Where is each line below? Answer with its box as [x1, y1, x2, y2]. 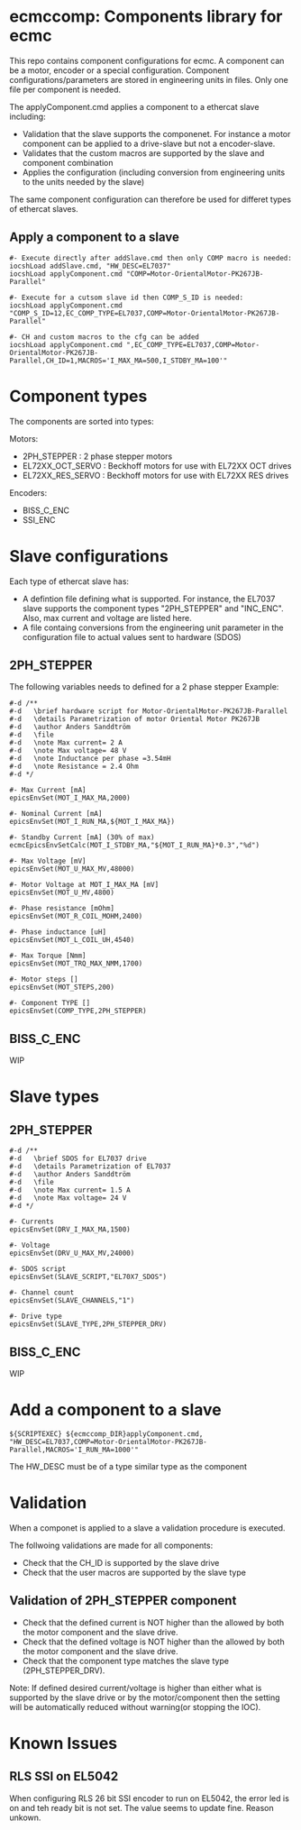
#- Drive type [9, 1312, 63, 1322]
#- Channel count [9, 1288, 75, 1297]
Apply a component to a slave [9, 230, 180, 245]
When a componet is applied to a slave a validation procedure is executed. [9, 1522, 286, 1533]
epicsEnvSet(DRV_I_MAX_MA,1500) [9, 1225, 131, 1234]
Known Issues [9, 1733, 118, 1753]
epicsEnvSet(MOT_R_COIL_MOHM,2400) [9, 912, 143, 921]
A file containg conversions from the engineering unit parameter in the [22, 622, 284, 633]
